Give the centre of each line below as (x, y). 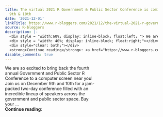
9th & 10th (20, 14)
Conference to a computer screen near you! (49, 78)
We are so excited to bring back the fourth (47, 68)
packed (13, 89)
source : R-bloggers (25, 28)
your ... (12, 104)
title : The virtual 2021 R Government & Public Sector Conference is (77, 9)
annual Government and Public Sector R (45, 73)
